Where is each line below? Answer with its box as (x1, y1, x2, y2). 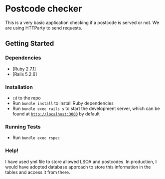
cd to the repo (12, 94, 41, 100)
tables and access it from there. (5, 169, 71, 175)
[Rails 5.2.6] (12, 71, 37, 77)
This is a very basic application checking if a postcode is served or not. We (5, 19, 160, 25)
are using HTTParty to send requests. (5, 24, 82, 30)
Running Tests (5, 123, 41, 130)
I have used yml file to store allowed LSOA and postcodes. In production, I (5, 158, 157, 164)
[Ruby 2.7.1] (12, 65, 36, 71)
